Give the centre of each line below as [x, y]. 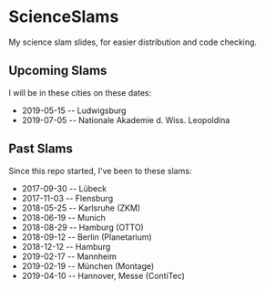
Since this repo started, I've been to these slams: [100, 171]
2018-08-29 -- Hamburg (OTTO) [83, 227]
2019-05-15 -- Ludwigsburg [74, 110]
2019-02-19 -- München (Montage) [88, 265]
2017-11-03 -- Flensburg [67, 198]
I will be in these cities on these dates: [80, 92]
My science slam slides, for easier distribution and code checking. [133, 42]
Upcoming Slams [58, 71]
